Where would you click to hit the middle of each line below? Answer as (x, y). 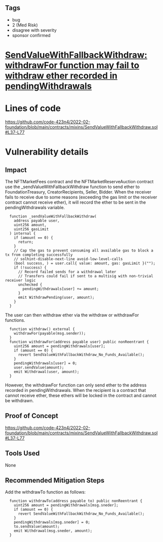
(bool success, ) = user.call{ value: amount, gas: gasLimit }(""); (85, 263)
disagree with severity (34, 30)
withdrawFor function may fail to (72, 65)
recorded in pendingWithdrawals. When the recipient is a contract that (75, 390)
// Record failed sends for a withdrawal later (67, 272)
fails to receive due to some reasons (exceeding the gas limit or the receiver (81, 197)
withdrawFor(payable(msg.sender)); (50, 333)
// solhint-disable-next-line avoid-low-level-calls (68, 259)
